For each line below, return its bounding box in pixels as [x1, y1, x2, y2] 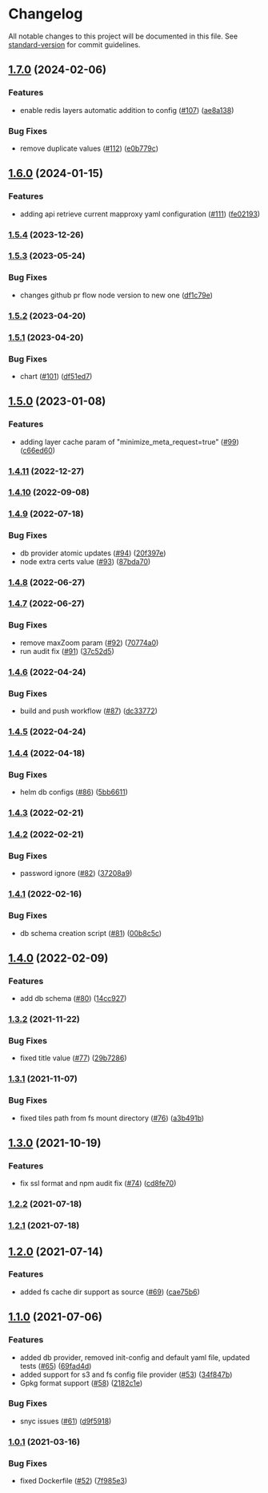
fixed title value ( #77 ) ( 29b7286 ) [19, 1053, 127, 1063]
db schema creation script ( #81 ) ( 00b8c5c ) [19, 928, 162, 938]
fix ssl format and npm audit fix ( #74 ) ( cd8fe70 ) [19, 1179, 177, 1188]
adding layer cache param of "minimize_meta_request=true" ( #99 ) [19, 437, 240, 446]
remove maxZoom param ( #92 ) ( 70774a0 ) [19, 638, 159, 648]
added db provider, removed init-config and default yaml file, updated [19, 1352, 250, 1362]
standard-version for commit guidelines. [8, 39, 141, 49]
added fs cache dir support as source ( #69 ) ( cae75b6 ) [19, 1287, 200, 1297]
